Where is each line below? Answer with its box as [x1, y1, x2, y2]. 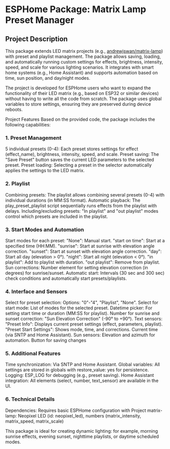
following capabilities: [5, 122, 51, 127]
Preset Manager [5, 14, 75, 26]
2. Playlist [5, 180, 30, 187]
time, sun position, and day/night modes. [5, 75, 90, 81]
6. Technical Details [5, 396, 55, 403]
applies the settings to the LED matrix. [5, 168, 85, 174]
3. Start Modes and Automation [5, 226, 84, 233]
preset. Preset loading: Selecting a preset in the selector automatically [5, 162, 152, 168]
